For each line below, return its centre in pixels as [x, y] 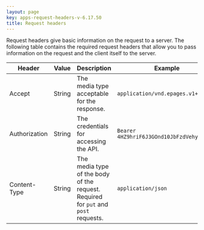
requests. [90, 218]
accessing [91, 141]
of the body [93, 174]
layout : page [23, 12]
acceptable [93, 93]
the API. [88, 149]
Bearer [127, 131]
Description [94, 69]
